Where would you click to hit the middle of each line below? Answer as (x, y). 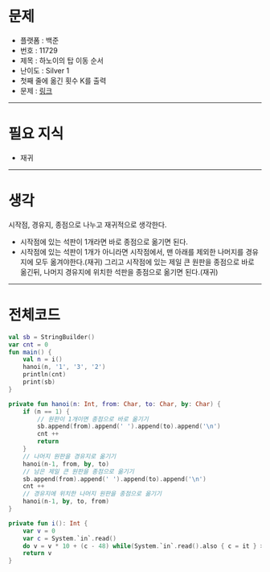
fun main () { (30, 352)
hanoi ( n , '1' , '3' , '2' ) (64, 367)
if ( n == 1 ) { (46, 412)
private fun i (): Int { (48, 523)
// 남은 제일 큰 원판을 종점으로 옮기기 (79, 471)
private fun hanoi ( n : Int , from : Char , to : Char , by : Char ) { (115, 404)
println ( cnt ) (45, 375)
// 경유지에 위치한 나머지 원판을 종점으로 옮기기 (92, 494)
